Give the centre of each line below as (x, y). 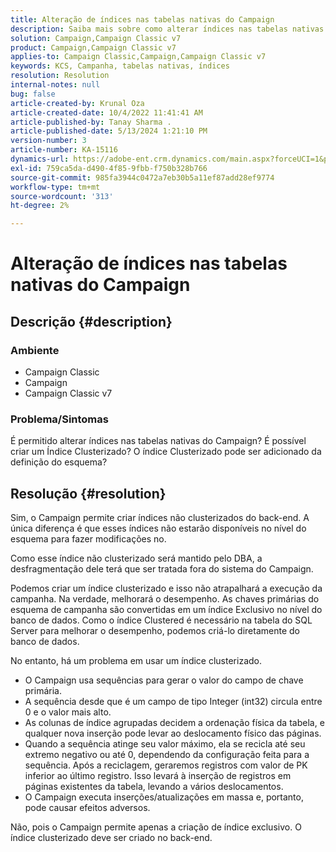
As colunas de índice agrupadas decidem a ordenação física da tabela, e (174, 723)
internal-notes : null (55, 85)
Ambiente (35, 350)
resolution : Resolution (60, 76)
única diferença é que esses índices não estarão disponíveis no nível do (158, 528)
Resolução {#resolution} (88, 493)
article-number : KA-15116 (64, 150)
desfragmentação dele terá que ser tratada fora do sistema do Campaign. (162, 569)
